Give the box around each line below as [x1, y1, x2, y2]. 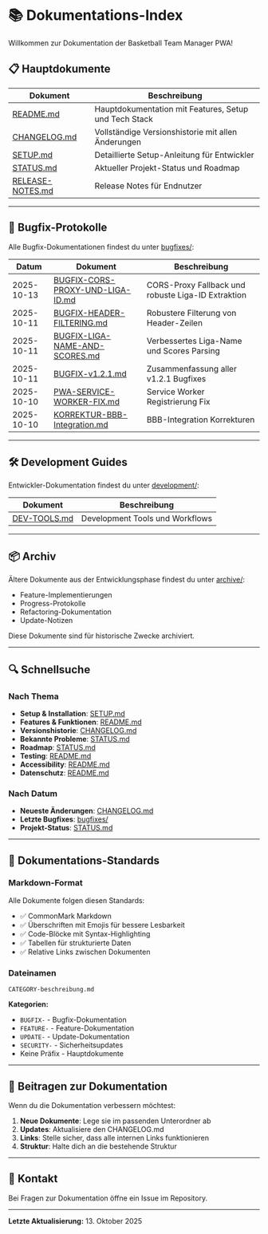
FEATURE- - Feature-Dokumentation [19, 1023, 135, 1033]
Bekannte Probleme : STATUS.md [19, 734, 130, 743]
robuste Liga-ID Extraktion [146, 289, 247, 300]
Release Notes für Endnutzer [94, 180, 203, 191]
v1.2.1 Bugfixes [146, 373, 207, 384]
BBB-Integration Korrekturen [146, 414, 255, 425]
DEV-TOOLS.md [12, 513, 74, 524]
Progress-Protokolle [19, 599, 86, 609]
